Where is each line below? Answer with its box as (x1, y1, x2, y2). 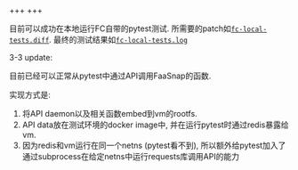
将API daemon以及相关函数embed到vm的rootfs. (21, 109, 197, 118)
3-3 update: (9, 53, 53, 62)
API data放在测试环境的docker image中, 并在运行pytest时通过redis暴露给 (21, 119, 289, 130)
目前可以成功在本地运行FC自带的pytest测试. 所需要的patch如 (9, 23, 231, 34)
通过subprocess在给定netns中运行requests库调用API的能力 (21, 151, 240, 161)
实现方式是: (9, 90, 52, 100)
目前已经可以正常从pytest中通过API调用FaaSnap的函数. (9, 70, 212, 81)
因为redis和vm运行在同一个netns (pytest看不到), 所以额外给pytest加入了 (21, 140, 286, 150)
